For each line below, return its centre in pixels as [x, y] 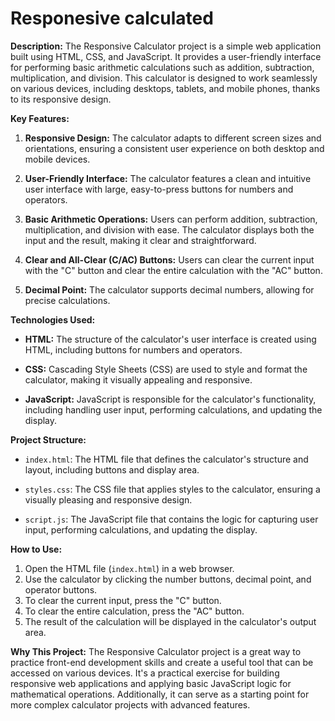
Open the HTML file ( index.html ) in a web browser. [129, 568]
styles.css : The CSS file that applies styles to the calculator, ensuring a [172, 489]
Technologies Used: [53, 319]
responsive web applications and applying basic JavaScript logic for [151, 683]
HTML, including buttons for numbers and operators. [133, 349]
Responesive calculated [112, 18]
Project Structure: [48, 439]
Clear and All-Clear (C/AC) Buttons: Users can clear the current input [169, 259]
